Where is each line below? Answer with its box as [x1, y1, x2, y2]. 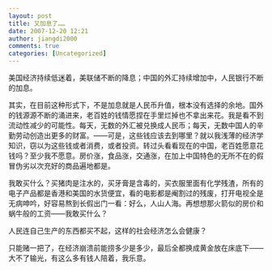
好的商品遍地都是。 [50, 161, 115, 170]
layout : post [8, 11, 53, 20]
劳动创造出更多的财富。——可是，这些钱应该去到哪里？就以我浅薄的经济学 [15, 131, 264, 140]
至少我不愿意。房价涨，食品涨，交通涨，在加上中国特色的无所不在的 [29, 151, 257, 161]
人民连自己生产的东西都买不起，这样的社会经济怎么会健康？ [8, 226, 207, 235]
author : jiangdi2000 [8, 34, 79, 43]
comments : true [8, 42, 60, 50]
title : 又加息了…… [8, 19, 66, 28]
